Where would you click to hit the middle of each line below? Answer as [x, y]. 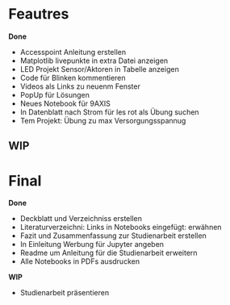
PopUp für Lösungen [55, 94]
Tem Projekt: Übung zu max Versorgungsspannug [103, 120]
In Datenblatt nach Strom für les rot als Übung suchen [109, 112]
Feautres [39, 14]
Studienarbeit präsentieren [65, 293]
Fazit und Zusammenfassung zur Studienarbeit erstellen [113, 236]
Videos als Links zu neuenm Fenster [80, 86]
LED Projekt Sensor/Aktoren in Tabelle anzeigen [99, 69]
